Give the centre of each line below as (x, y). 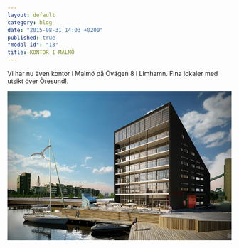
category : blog (30, 22)
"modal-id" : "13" (33, 45)
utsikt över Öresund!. (38, 81)
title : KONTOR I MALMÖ (41, 53)
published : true (31, 38)
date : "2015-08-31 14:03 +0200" (55, 30)
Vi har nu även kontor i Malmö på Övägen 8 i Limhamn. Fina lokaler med (113, 74)
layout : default (31, 15)
